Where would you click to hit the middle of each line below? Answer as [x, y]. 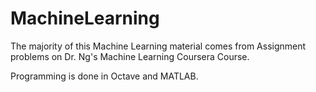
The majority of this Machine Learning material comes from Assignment [158, 46]
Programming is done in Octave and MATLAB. [104, 76]
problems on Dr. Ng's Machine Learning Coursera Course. [130, 56]
